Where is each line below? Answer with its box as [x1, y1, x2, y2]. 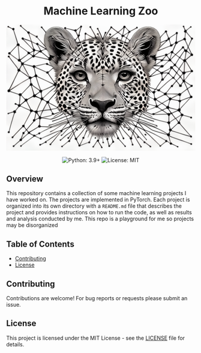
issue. [6, 301, 21, 309]
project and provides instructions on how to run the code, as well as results [6, 209, 192, 216]
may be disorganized [6, 222, 58, 229]
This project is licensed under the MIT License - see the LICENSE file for [6, 334, 185, 342]
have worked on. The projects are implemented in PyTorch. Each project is [6, 196, 190, 204]
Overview [6, 174, 44, 184]
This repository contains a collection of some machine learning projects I [6, 190, 187, 197]
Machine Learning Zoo [43, 4, 158, 18]
